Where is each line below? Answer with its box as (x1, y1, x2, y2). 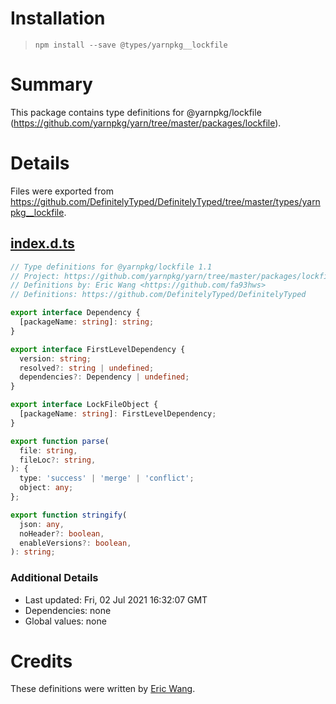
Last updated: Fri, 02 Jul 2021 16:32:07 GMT (24, 593, 208, 606)
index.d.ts (10, 235, 75, 252)
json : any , (19, 519, 65, 529)
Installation (10, 7, 106, 30)
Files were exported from (10, 185, 114, 197)
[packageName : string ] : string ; (19, 317, 155, 327)
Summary (10, 73, 93, 96)
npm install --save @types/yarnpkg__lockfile (34, 40, 228, 50)
